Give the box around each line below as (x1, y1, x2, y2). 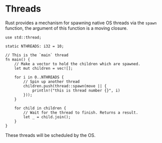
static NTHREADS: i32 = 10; (5, 43, 64, 49)
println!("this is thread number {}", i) (32, 88, 121, 93)
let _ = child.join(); (23, 114, 71, 119)
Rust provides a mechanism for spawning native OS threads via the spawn (5, 20, 157, 26)
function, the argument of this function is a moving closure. (5, 25, 128, 31)
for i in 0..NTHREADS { (14, 74, 64, 80)
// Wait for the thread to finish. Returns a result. (23, 110, 138, 115)
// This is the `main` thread (5, 53, 69, 58)
